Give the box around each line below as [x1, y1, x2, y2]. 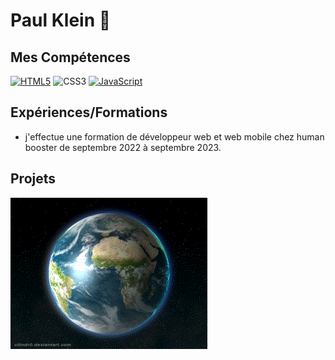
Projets [10, 170, 57, 188]
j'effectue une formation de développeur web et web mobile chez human [24, 130, 325, 143]
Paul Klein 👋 [10, 9, 112, 32]
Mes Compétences [10, 49, 131, 66]
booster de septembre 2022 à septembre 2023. [24, 141, 222, 153]
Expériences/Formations [10, 104, 168, 121]
